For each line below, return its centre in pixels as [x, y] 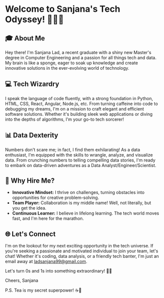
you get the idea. [29, 208]
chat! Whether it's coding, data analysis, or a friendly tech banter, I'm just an [82, 256]
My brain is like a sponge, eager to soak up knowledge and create [71, 63]
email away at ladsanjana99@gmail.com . [46, 262]
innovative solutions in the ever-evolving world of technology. [67, 68]
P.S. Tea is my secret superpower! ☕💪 [43, 290]
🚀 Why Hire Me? [30, 181]
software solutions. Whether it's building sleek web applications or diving [79, 114]
